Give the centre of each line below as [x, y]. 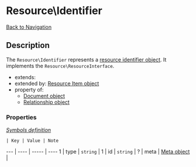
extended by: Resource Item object [57, 83]
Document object [44, 96]
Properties [21, 117]
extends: [25, 77]
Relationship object [47, 102]
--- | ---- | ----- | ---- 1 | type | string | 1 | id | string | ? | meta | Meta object [98, 152]
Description [28, 45]
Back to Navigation [29, 27]
